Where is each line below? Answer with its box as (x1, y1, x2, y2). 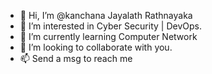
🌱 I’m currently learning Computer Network (19, 31, 198, 42)
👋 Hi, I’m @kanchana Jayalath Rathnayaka (19, 10, 193, 21)
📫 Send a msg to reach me (19, 53, 133, 64)
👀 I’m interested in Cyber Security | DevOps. (19, 20, 202, 32)
